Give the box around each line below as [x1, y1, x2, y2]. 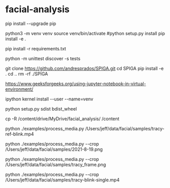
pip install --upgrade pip [5, 20, 56, 26]
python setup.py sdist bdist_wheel [5, 105, 77, 112]
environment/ [5, 86, 34, 92]
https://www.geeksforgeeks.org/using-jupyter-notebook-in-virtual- [5, 80, 146, 87]
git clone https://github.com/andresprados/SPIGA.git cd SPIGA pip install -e [5, 65, 164, 71]
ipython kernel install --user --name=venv [5, 96, 94, 102]
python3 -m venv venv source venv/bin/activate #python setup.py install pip [5, 30, 165, 36]
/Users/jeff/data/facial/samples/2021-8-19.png [5, 146, 103, 152]
